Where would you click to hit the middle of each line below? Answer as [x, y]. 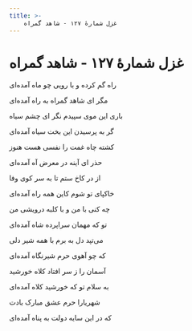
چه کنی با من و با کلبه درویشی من [60, 209]
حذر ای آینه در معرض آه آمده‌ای [56, 163]
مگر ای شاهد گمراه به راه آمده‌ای [59, 100]
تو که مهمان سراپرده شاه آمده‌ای [58, 224]
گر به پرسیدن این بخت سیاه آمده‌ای [62, 131]
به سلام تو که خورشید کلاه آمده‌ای [59, 287]
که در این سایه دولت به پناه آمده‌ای [60, 318]
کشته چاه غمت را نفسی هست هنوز [62, 147]
